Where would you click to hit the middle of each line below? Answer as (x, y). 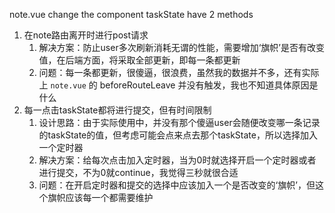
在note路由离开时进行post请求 (86, 35)
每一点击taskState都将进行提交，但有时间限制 (117, 110)
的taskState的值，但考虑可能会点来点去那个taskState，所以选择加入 (178, 135)
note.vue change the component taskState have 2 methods (131, 14)
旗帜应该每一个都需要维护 (100, 197)
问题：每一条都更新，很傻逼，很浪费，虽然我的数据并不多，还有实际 (179, 72)
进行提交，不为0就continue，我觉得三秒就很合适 (138, 172)
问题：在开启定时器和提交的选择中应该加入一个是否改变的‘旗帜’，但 (177, 185)
